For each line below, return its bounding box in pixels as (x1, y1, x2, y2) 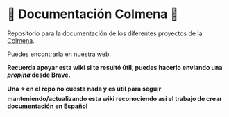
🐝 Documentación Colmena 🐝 (7, 6, 179, 22)
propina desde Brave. (7, 71, 71, 79)
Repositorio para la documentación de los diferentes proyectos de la (7, 29, 203, 37)
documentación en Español (7, 102, 88, 110)
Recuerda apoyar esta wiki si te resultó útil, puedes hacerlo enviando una (7, 63, 223, 71)
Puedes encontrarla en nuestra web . (7, 50, 112, 58)
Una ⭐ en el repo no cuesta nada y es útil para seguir (7, 84, 162, 93)
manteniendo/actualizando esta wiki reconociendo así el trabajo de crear (7, 94, 222, 102)
